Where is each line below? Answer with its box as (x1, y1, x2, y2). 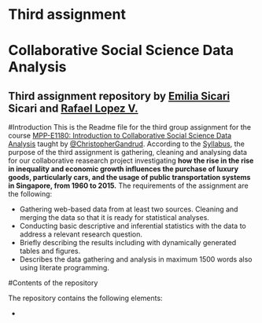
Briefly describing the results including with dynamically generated (19, 238, 237, 248)
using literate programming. (19, 263, 110, 273)
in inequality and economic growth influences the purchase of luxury (8, 164, 238, 174)
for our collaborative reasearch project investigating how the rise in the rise (8, 156, 254, 166)
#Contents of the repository (8, 278, 98, 288)
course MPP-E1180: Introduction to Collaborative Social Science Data (8, 131, 232, 141)
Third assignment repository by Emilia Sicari (8, 89, 231, 103)
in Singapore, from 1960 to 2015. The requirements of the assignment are (8, 181, 249, 190)
